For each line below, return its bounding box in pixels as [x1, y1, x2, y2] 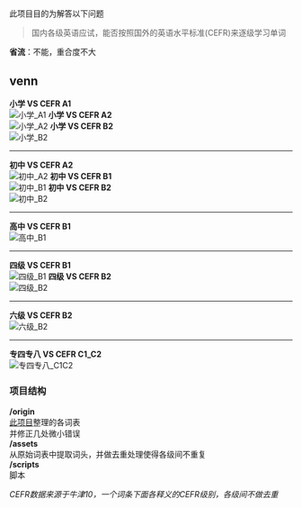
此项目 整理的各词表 [9, 416, 81, 427]
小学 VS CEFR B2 [49, 121, 114, 132]
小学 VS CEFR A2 [48, 110, 112, 121]
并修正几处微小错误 [9, 428, 81, 439]
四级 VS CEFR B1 [9, 260, 72, 271]
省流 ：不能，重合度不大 [9, 47, 96, 58]
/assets [9, 438, 39, 449]
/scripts [9, 458, 40, 469]
